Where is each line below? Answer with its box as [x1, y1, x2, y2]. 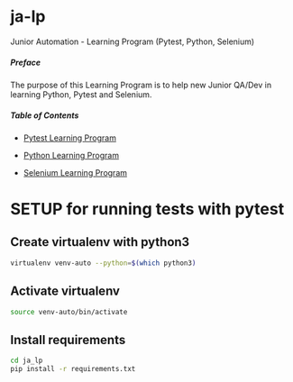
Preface [10, 57, 41, 68]
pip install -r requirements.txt [10, 365, 136, 374]
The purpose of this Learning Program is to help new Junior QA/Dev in [10, 79, 272, 90]
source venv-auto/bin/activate [10, 307, 128, 316]
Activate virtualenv [10, 284, 121, 299]
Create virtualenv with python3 [10, 234, 190, 250]
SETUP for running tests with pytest [10, 199, 285, 220]
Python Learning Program [23, 150, 120, 160]
